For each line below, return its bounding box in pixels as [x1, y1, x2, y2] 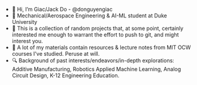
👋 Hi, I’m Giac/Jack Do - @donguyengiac [11, 6, 113, 13]
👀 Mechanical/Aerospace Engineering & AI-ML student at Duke [11, 12, 168, 19]
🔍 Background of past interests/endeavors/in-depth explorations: [11, 57, 175, 64]
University [11, 19, 38, 25]
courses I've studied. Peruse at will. [11, 50, 100, 57]
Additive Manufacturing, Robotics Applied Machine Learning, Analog [11, 66, 181, 72]
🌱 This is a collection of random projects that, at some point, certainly [11, 25, 184, 32]
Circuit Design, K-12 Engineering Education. [11, 72, 120, 79]
